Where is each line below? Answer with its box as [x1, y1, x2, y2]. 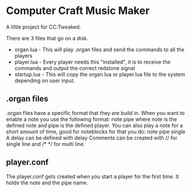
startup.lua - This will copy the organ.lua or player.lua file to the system [14, 71, 185, 78]
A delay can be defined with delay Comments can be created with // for [6, 134, 178, 141]
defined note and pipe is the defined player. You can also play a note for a [6, 121, 183, 129]
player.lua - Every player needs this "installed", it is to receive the [14, 58, 171, 65]
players [14, 52, 33, 59]
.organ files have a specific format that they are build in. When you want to [6, 109, 185, 116]
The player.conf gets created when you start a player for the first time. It [6, 173, 179, 180]
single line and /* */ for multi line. [6, 140, 86, 147]
